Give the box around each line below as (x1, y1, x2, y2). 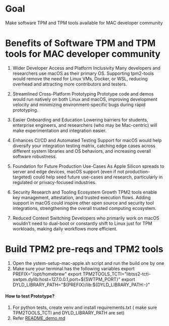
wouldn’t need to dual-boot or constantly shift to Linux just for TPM (12, 220, 152, 226)
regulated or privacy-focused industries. (12, 179, 97, 185)
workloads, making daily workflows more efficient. (12, 225, 118, 231)
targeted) (12, 174, 32, 180)
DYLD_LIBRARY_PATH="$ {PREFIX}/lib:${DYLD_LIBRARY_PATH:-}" (12, 282, 150, 288)
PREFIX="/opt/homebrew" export (12, 271, 82, 277)
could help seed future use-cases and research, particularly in (33, 174, 163, 180)
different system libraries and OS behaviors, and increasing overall (12, 148, 151, 154)
